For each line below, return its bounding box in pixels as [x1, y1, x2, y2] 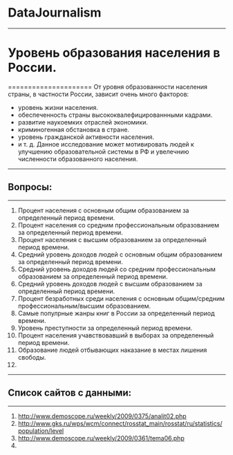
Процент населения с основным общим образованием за [17, 206, 189, 214]
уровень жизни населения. [17, 103, 99, 111]
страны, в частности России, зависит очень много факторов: [8, 90, 189, 98]
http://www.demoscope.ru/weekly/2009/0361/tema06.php [17, 434, 185, 442]
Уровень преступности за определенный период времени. [17, 324, 193, 332]
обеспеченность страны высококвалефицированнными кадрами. [17, 111, 213, 119]
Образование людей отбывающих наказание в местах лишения [17, 346, 207, 354]
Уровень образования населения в [8, 45, 221, 61]
